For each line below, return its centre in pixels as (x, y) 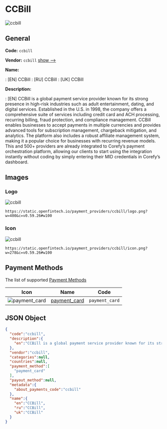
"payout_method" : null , (33, 380)
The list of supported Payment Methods (46, 280)
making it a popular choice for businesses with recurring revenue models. (81, 141)
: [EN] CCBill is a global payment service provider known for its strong (77, 98)
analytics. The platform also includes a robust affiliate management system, (83, 136)
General (18, 38)
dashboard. (17, 162)
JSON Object (26, 318)
